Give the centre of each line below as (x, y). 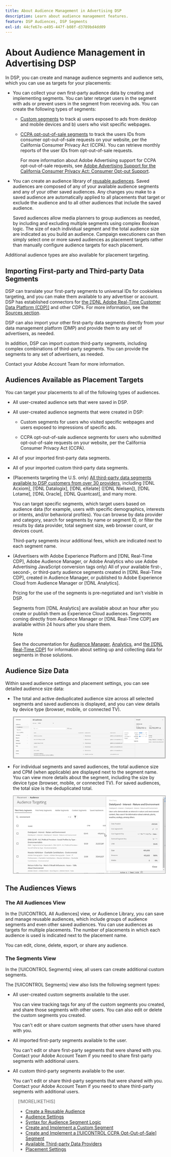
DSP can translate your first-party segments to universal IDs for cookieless (84, 291)
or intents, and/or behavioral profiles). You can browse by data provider (88, 514)
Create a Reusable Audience (55, 1111)
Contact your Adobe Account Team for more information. (65, 364)
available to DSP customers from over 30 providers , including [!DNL (84, 483)
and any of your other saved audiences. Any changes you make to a (84, 192)
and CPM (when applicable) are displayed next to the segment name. (85, 772)
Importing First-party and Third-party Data (75, 271)
